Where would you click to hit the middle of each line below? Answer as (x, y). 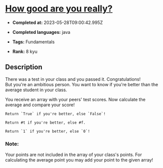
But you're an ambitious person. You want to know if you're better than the (82, 84)
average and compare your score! (40, 105)
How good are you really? (59, 9)
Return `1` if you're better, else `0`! (48, 131)
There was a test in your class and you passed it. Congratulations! (73, 79)
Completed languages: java (41, 32)
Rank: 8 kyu (25, 51)
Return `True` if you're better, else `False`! (56, 114)
